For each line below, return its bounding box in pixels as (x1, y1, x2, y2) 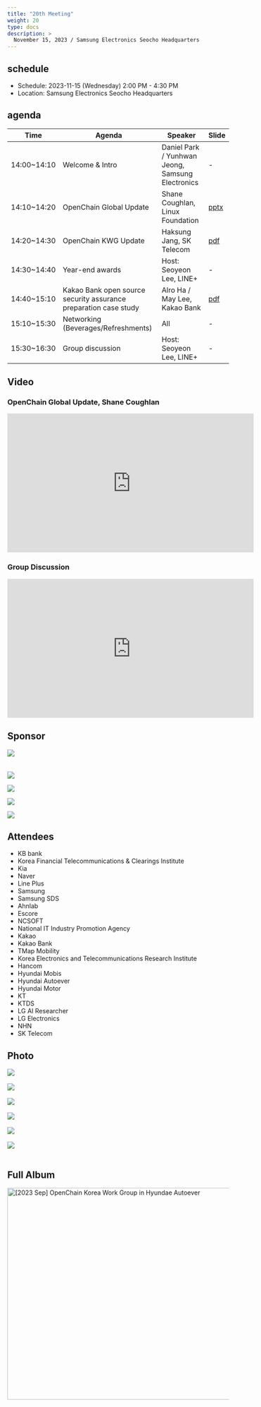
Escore (17, 910, 39, 918)
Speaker (167, 130, 196, 140)
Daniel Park (161, 142, 200, 152)
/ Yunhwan (161, 151, 198, 161)
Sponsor (7, 730, 46, 742)
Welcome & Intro (62, 159, 117, 169)
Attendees (7, 831, 54, 843)
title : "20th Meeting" (7, 10, 74, 18)
